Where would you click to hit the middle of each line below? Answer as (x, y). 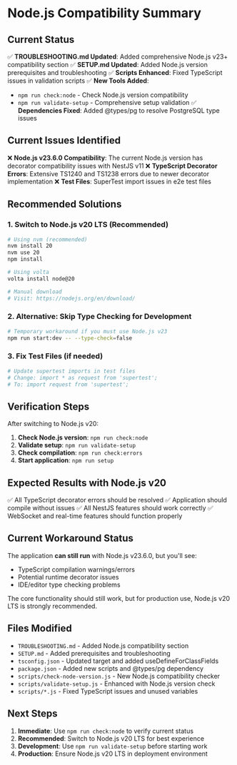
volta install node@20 (41, 279)
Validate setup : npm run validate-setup (77, 445)
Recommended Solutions (65, 204)
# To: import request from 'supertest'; (69, 384)
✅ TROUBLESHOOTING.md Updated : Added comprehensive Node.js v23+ (118, 56)
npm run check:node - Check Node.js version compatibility (103, 95)
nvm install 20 (30, 246)
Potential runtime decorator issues (68, 577)
